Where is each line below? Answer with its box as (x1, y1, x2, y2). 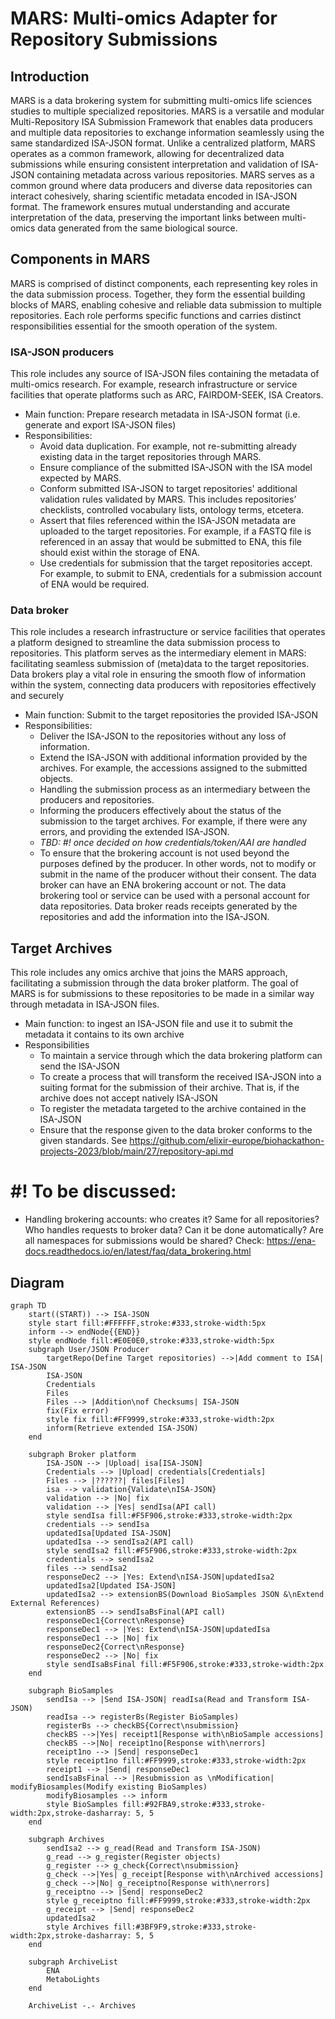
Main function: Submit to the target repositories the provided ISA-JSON (24, 709, 319, 721)
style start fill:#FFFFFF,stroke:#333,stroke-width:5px (28, 1318, 267, 1328)
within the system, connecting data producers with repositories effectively (10, 679, 317, 691)
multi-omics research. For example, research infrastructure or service (10, 378, 298, 391)
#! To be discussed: (10, 1180, 177, 1203)
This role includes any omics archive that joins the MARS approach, (10, 967, 288, 979)
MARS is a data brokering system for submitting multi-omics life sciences (10, 95, 313, 106)
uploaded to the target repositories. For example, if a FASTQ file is (39, 525, 312, 537)
